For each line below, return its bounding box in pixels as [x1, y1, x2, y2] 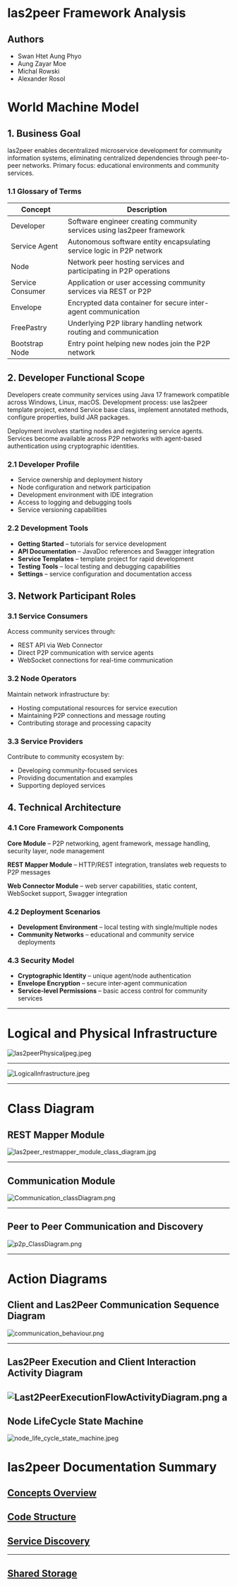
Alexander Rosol [17, 74, 66, 83]
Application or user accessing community [68, 278, 206, 287]
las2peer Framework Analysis [7, 5, 186, 21]
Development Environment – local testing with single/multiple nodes [17, 923, 218, 931]
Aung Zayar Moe [17, 59, 67, 68]
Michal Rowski [17, 67, 60, 75]
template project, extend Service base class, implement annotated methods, [7, 406, 229, 414]
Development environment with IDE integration [17, 491, 154, 499]
